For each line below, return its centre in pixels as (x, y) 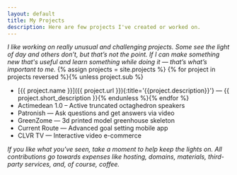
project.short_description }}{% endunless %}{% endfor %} (103, 98)
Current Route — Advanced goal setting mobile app (93, 128)
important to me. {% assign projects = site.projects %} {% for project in (111, 70)
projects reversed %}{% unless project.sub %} (75, 77)
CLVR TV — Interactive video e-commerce (79, 135)
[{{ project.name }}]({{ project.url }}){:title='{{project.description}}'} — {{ (123, 91)
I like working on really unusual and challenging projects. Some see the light (118, 47)
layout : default (31, 14)
